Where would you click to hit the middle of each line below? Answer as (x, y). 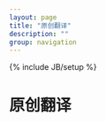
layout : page (33, 17)
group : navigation (43, 42)
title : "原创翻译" (41, 26)
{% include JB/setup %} (53, 67)
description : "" (39, 34)
